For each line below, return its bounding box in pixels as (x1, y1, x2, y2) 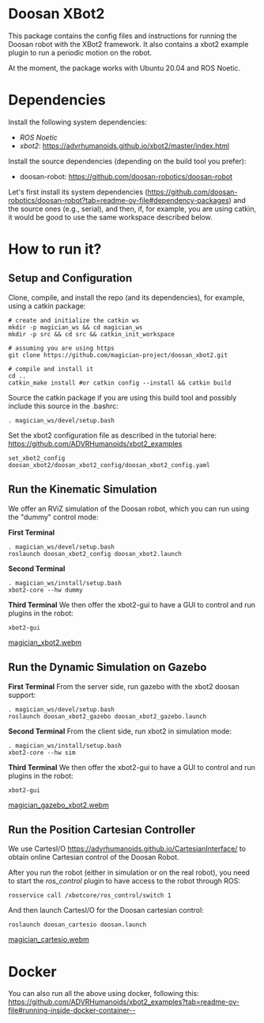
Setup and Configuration (8, 271, 133, 285)
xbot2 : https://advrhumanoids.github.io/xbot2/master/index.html (19, 140, 230, 151)
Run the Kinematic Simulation (8, 483, 157, 496)
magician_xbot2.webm (8, 638, 81, 647)
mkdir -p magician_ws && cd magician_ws (8, 323, 144, 331)
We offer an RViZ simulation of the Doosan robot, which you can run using (8, 504, 250, 513)
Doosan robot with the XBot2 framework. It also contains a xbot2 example (8, 39, 249, 48)
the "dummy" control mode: (8, 512, 99, 522)
